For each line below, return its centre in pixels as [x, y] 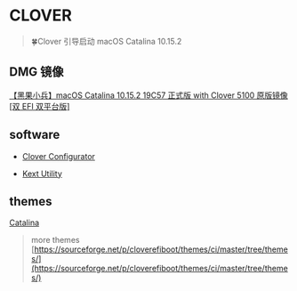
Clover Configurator [59, 156]
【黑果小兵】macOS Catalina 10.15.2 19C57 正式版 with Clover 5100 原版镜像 [148, 95]
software [35, 135]
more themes [55, 240]
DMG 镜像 [36, 72]
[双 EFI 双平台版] [40, 106]
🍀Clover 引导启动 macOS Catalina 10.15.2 [106, 41]
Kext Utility [42, 174]
